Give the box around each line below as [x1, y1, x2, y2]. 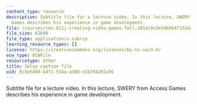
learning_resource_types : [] [6, 42, 77, 48]
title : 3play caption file [6, 63, 72, 69]
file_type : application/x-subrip [6, 36, 88, 42]
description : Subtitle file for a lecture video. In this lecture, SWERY [6, 14, 191, 20]
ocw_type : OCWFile [6, 52, 51, 58]
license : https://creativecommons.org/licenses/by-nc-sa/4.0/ [6, 47, 161, 53]
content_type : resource [6, 8, 64, 15]
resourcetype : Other [6, 58, 57, 63]
